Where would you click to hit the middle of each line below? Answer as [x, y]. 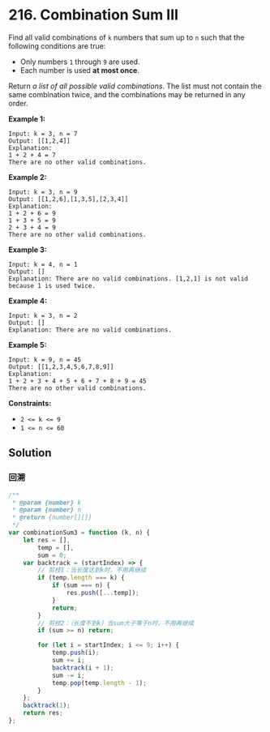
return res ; [43, 713]
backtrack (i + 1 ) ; [83, 668]
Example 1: [27, 118]
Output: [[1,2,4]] [39, 141]
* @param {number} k [47, 503]
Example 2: [28, 177]
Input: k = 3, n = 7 [43, 134]
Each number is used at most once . [80, 70]
